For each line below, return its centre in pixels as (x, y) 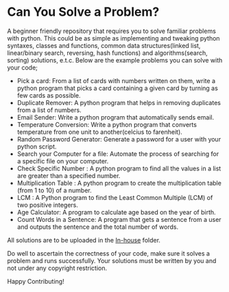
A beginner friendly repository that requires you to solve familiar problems (111, 31)
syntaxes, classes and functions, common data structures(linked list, (104, 45)
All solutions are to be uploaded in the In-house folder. (84, 240)
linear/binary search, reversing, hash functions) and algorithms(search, (107, 53)
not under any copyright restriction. (57, 268)
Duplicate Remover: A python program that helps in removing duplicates (119, 102)
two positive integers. (48, 205)
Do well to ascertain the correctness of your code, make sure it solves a (109, 253)
